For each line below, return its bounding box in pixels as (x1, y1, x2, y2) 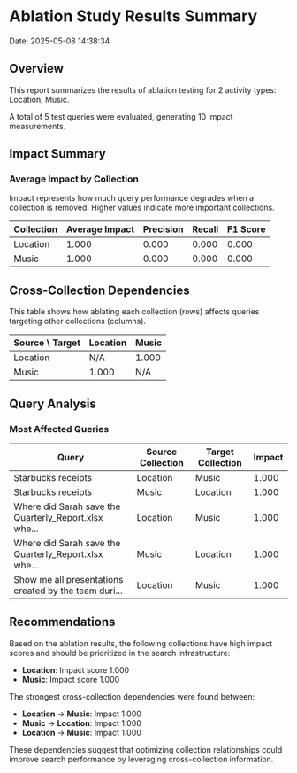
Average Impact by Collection (9, 173, 139, 185)
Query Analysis (9, 396, 97, 411)
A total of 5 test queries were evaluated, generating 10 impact (9, 111, 233, 121)
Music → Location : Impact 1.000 (21, 717, 141, 728)
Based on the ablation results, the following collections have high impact (9, 638, 273, 648)
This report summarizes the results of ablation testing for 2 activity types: (9, 84, 277, 95)
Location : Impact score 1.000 (21, 664, 130, 675)
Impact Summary (9, 146, 106, 161)
